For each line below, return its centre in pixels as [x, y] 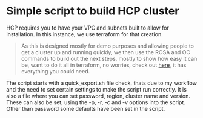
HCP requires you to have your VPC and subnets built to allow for [88, 28]
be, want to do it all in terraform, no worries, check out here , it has [104, 65]
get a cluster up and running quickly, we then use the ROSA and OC [106, 52]
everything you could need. [55, 71]
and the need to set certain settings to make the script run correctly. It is [96, 89]
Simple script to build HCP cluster [93, 11]
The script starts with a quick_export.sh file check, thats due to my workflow [101, 83]
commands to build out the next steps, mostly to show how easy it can [109, 58]
